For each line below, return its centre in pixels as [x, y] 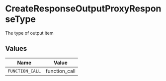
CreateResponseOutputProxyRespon [83, 9]
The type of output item [29, 33]
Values [16, 48]
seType [21, 19]
